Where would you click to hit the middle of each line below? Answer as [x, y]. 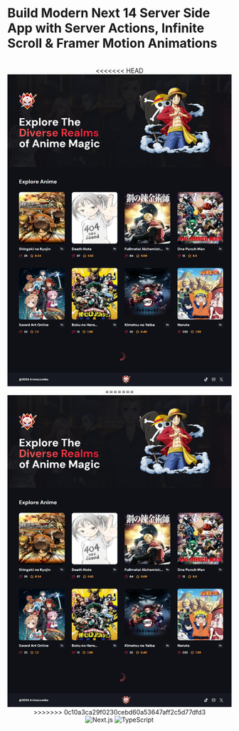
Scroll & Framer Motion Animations [112, 43]
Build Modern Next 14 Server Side [109, 13]
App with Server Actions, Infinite [106, 28]
